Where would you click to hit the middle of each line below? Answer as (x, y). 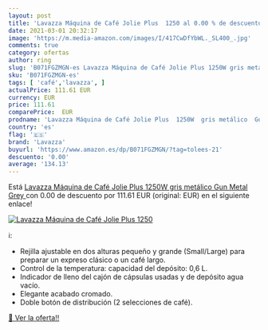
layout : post (30, 16)
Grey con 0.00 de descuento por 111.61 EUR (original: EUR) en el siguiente (129, 196)
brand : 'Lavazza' (37, 142)
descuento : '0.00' (39, 157)
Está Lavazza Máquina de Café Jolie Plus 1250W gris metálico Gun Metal (128, 187)
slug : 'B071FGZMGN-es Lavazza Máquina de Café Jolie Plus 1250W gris (126, 68)
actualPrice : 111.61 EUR (49, 90)
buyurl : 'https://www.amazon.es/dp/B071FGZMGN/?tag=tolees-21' (116, 149)
